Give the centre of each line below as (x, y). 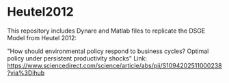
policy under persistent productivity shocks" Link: (77, 58)
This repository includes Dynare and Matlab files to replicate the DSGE (106, 31)
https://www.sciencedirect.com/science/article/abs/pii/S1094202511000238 (114, 65)
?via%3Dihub (26, 73)
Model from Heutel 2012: (42, 37)
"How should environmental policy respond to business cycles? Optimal (108, 51)
